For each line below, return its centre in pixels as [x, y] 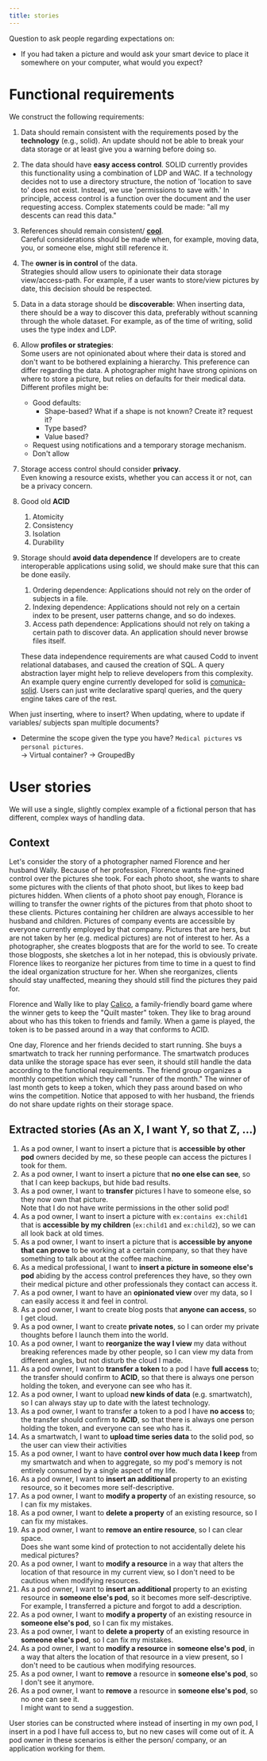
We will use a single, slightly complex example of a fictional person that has [133, 809]
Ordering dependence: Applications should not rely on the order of [141, 590]
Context [29, 842]
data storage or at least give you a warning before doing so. [118, 149]
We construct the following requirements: [77, 116]
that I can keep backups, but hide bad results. [95, 1183]
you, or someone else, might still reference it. [95, 247]
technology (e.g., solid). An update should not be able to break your [132, 140]
